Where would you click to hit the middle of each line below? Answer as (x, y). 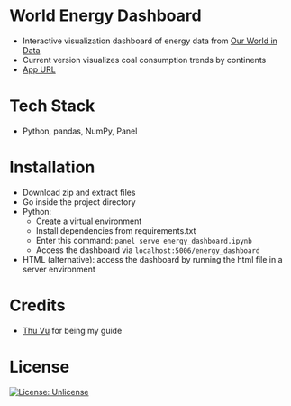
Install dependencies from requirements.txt (116, 230)
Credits (37, 305)
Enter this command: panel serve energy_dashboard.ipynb (144, 240)
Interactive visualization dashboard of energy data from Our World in (150, 41)
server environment (59, 269)
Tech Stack (52, 106)
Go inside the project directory (79, 202)
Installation (52, 167)
